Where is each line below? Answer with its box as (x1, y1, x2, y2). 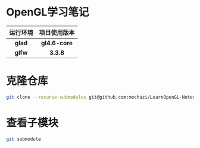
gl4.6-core (40, 39, 73, 47)
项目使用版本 (39, 28, 76, 36)
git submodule (6, 136, 42, 142)
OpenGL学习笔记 (6, 5, 89, 19)
